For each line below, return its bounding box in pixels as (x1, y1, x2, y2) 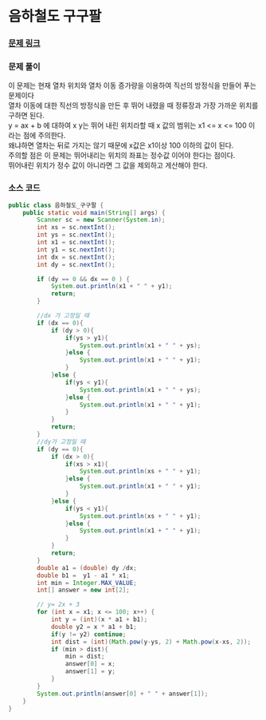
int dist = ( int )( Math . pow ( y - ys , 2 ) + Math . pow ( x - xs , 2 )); (50, 638, 252, 646)
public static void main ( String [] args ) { (22, 208, 166, 216)
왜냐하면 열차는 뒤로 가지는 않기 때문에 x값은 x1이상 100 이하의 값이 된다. (8, 140, 234, 150)
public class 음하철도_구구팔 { (8, 201, 104, 209)
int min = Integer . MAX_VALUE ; (37, 579, 137, 587)
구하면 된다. (8, 111, 45, 121)
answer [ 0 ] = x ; (65, 660, 115, 668)
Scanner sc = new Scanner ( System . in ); (37, 216, 166, 224)
